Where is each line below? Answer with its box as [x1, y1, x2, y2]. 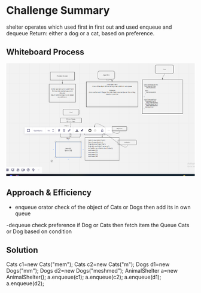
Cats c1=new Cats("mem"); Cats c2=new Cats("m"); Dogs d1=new [6, 261, 170, 268]
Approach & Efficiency [6, 188, 92, 198]
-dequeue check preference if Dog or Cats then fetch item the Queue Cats [6, 221, 190, 228]
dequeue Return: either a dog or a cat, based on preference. [6, 29, 155, 36]
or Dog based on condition [6, 228, 72, 235]
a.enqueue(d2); [6, 280, 45, 287]
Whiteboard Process [6, 47, 85, 57]
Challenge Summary [6, 4, 110, 17]
